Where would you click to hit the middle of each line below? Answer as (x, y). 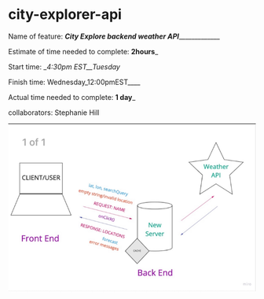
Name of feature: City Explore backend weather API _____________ (114, 36)
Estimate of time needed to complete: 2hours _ (83, 51)
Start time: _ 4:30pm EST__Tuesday (64, 66)
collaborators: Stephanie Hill (54, 113)
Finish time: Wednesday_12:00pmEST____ (74, 82)
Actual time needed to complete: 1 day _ (72, 97)
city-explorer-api (65, 15)
